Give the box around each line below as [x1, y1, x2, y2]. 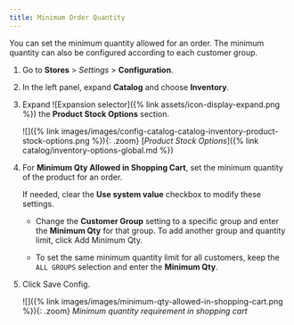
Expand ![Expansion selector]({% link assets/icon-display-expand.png [21, 99, 281, 110]
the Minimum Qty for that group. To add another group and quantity [35, 225, 286, 236]
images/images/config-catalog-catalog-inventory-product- [61, 126, 279, 137]
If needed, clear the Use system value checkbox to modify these [21, 188, 262, 199]
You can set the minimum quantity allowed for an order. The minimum [9, 37, 265, 48]
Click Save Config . [21, 279, 91, 289]
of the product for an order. [21, 171, 123, 182]
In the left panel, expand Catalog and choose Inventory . [21, 81, 230, 92]
